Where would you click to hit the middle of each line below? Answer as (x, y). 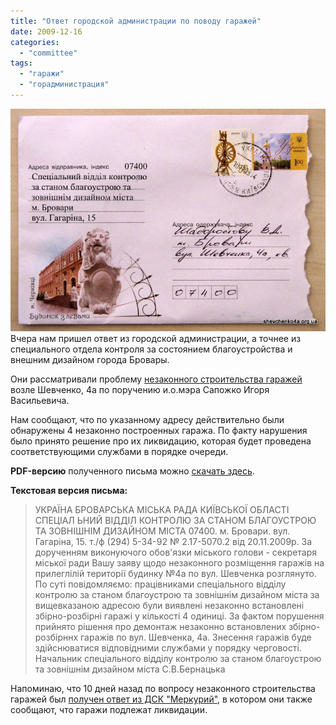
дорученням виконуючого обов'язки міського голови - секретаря (176, 552)
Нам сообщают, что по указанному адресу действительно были (147, 420)
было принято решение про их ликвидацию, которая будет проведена (161, 441)
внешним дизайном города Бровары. (90, 360)
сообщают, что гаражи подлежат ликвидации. (109, 710)
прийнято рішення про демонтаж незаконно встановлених (160, 627)
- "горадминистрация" (64, 85)
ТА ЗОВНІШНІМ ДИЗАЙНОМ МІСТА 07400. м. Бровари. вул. (162, 531)
